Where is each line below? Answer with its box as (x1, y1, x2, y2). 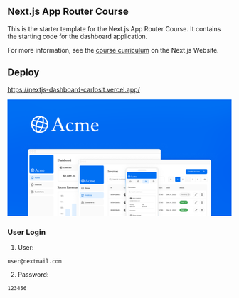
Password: (17, 270, 49, 279)
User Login (7, 227, 46, 237)
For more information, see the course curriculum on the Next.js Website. (7, 45, 219, 54)
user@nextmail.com (7, 258, 62, 265)
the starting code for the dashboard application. (7, 32, 148, 40)
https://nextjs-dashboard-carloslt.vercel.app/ (7, 85, 140, 94)
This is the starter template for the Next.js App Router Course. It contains (7, 24, 221, 33)
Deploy (7, 67, 40, 79)
